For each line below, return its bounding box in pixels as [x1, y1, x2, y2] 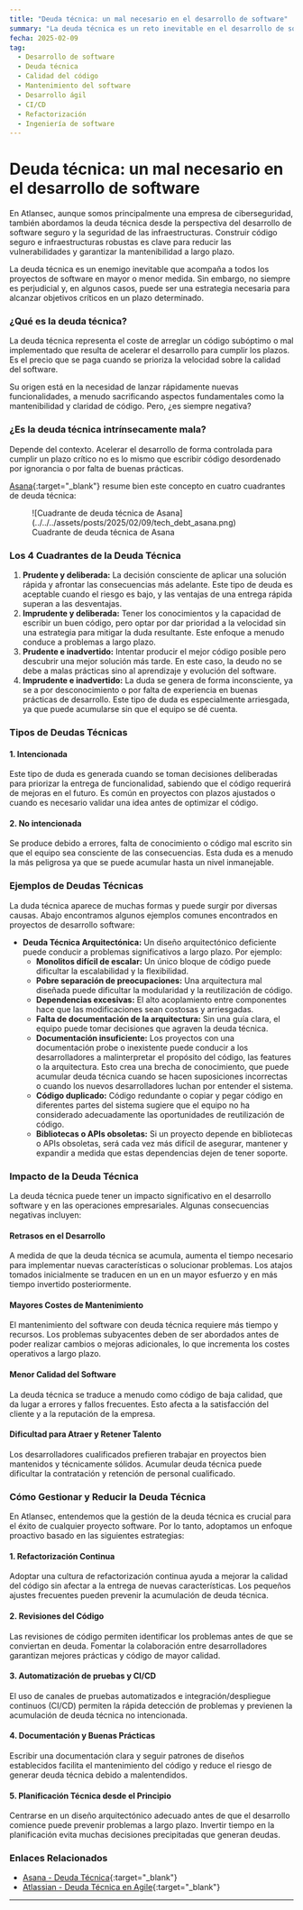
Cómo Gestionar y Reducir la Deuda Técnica [9, 1490, 207, 1503]
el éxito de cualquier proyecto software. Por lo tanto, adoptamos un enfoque [9, 1521, 293, 1531]
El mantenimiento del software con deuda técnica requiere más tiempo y [9, 1320, 279, 1330]
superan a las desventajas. [22, 599, 123, 609]
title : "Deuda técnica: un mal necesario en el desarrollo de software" [9, 14, 289, 23]
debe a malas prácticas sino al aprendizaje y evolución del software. [22, 665, 277, 676]
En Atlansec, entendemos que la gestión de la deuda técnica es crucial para [9, 1511, 291, 1522]
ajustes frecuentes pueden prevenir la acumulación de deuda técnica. [9, 1590, 269, 1601]
